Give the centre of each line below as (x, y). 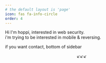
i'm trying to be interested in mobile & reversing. (53, 37)
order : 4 (14, 18)
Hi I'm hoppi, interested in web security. (45, 32)
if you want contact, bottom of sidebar (43, 47)
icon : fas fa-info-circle (31, 14)
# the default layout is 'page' (38, 9)
